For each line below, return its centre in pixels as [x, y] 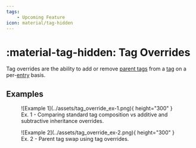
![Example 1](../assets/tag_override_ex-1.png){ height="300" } [97, 109]
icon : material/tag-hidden [40, 23]
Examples [25, 94]
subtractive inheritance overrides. [63, 121]
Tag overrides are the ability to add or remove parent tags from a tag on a [96, 69]
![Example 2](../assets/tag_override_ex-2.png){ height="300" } [98, 132]
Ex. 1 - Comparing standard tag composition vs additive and [94, 115]
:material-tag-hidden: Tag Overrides [98, 52]
